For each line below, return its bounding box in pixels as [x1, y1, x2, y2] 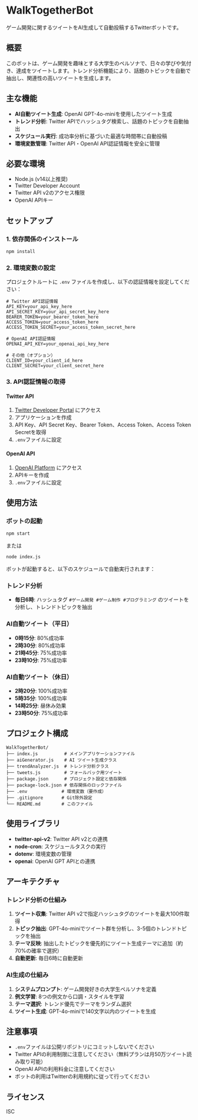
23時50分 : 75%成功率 [14, 709, 68, 716]
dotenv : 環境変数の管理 [14, 850, 72, 857]
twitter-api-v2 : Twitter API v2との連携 [14, 835, 108, 843]
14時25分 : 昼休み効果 [14, 702, 67, 709]
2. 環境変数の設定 [6, 264, 56, 272]
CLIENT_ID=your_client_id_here [6, 358, 83, 364]
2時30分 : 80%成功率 [14, 642, 66, 649]
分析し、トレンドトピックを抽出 [14, 604, 93, 611]
